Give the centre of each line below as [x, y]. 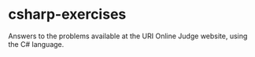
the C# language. [36, 44]
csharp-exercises [67, 14]
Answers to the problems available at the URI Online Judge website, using [128, 36]
